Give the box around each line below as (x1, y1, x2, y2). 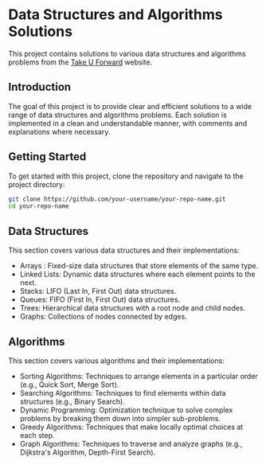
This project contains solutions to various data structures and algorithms (8, 49, 246, 58)
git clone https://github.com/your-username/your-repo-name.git (8, 195, 226, 203)
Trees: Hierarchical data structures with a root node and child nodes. (19, 303, 245, 313)
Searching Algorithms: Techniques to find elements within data (19, 388, 226, 397)
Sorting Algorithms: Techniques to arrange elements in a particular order (19, 371, 259, 381)
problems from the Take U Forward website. (8, 57, 153, 67)
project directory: (8, 179, 65, 189)
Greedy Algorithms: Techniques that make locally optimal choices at (19, 422, 244, 432)
